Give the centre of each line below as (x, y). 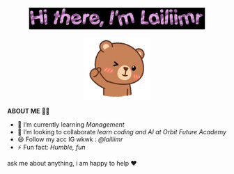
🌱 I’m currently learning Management (71, 124)
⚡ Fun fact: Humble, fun (51, 147)
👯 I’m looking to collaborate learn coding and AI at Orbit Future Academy (122, 132)
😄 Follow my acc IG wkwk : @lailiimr (70, 139)
